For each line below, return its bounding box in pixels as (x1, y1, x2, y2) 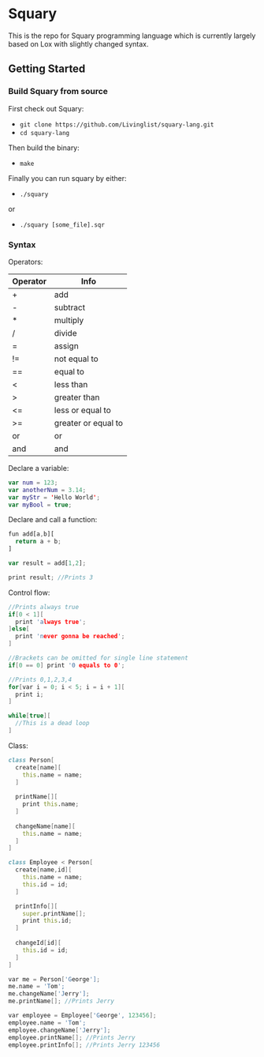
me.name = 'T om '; (8, 983, 65, 991)
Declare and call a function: (8, 515, 98, 525)
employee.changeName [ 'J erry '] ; (8, 1026, 111, 1034)
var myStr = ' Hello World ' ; (8, 493, 101, 502)
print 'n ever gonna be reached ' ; (15, 633, 125, 641)
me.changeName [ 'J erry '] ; (8, 990, 90, 998)
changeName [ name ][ (15, 822, 76, 830)
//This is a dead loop (15, 720, 90, 728)
